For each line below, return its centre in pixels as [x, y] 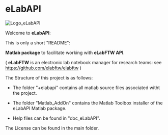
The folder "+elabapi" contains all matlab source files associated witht [86, 88]
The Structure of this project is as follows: [49, 77]
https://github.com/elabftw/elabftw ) [43, 68]
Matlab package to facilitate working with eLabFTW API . [65, 52]
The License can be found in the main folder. [52, 128]
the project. [25, 93]
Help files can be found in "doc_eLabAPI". [56, 118]
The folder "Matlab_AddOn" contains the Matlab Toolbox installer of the [88, 103]
